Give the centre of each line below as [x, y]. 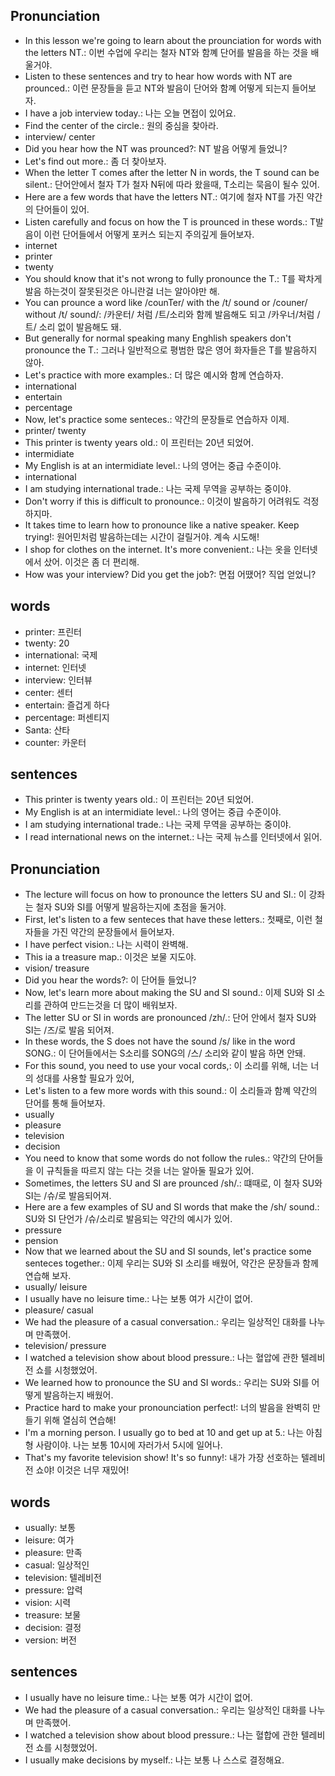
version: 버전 [51, 1640]
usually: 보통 [50, 1528]
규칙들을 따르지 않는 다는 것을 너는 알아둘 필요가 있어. [150, 1171]
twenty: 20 [47, 643]
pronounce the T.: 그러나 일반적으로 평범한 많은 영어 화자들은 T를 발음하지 [171, 350]
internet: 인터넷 [55, 667]
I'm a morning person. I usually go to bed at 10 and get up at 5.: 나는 [164, 1433]
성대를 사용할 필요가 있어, [85, 1078]
